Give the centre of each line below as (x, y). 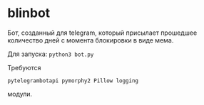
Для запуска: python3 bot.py (51, 54)
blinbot (29, 13)
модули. (20, 94)
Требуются (24, 67)
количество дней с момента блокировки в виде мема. (91, 40)
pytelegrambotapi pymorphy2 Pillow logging (73, 81)
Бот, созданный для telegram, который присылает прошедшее (102, 33)
